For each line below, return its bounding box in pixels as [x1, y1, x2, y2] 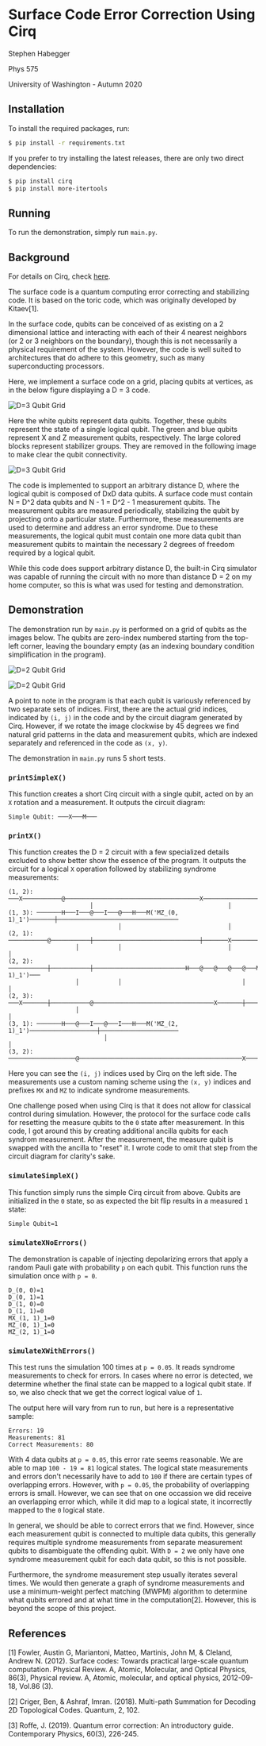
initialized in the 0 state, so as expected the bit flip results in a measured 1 [8, 1196, 249, 1205]
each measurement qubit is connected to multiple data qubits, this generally [8, 1529, 256, 1539]
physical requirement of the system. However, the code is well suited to [8, 345, 241, 354]
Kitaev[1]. [8, 304, 40, 313]
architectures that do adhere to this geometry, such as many [8, 353, 206, 362]
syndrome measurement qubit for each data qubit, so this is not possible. [8, 1555, 247, 1564]
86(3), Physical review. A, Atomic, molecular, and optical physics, [8, 1673, 221, 1682]
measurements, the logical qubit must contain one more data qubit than [8, 531, 241, 541]
